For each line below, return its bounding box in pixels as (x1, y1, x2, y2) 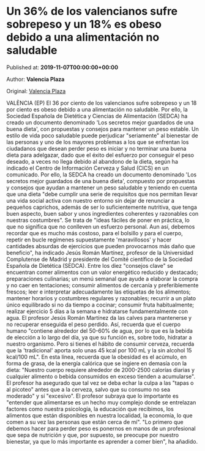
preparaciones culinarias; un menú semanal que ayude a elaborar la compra (6, 275, 198, 282)
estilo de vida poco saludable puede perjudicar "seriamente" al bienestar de (6, 132, 198, 139)
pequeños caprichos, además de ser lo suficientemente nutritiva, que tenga (6, 203, 198, 211)
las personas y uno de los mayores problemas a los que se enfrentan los (6, 138, 189, 145)
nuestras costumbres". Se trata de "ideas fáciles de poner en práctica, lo (6, 216, 190, 224)
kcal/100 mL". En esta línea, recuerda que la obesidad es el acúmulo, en (6, 353, 187, 360)
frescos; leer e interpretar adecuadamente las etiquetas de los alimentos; (6, 288, 191, 295)
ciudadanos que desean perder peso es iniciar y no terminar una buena (6, 145, 187, 152)
